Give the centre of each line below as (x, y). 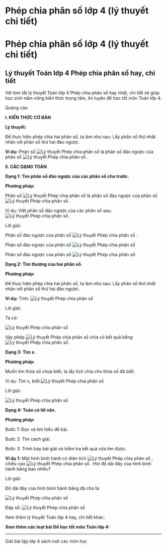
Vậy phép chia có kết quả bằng (69, 337)
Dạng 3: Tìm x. (21, 352)
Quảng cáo (17, 108)
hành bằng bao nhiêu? (28, 469)
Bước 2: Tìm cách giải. (28, 439)
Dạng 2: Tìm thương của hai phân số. (44, 264)
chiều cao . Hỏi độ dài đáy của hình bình (78, 464)
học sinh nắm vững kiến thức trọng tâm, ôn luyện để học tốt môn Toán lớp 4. (83, 98)
